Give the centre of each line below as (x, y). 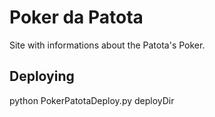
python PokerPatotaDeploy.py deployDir (92, 100)
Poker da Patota (76, 17)
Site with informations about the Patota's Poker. (107, 45)
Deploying (42, 76)
